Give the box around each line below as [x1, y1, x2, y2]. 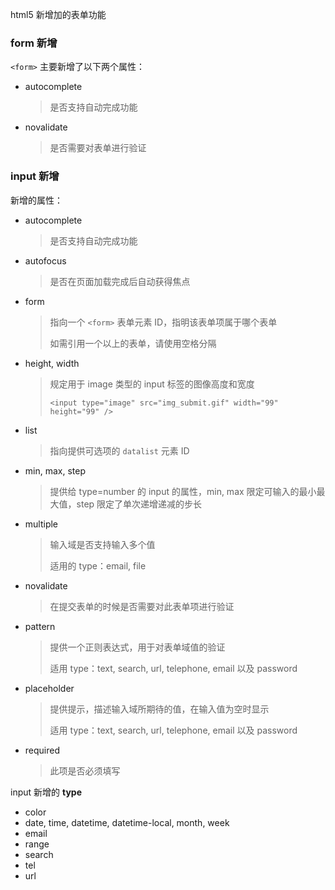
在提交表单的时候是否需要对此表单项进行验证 [49, 600, 235, 612]
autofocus [24, 254, 67, 267]
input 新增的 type [10, 786, 82, 798]
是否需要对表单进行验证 [49, 142, 147, 154]
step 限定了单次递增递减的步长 [76, 498, 203, 510]
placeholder [24, 682, 75, 694]
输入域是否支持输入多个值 [49, 538, 156, 550]
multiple [24, 518, 59, 530]
